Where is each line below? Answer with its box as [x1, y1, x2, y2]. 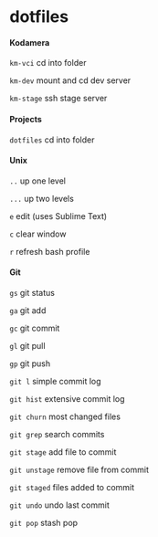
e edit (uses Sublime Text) [9, 210, 108, 221]
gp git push [9, 358, 51, 369]
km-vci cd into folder [9, 58, 87, 68]
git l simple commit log [9, 376, 102, 386]
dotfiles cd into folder [9, 134, 95, 145]
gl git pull [9, 341, 46, 351]
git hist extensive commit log [9, 394, 125, 404]
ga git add [9, 305, 47, 316]
